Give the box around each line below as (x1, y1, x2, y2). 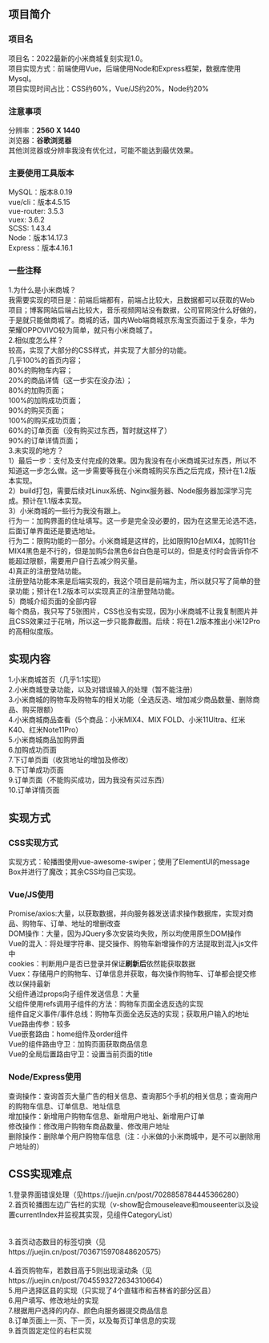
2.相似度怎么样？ (8, 335, 64, 345)
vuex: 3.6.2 (8, 215, 46, 225)
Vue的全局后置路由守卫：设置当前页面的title (8, 1049, 154, 1059)
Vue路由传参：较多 (8, 1019, 71, 1029)
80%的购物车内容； (8, 365, 74, 375)
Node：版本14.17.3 (8, 233, 68, 243)
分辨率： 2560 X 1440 (8, 125, 81, 135)
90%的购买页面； (8, 405, 66, 415)
